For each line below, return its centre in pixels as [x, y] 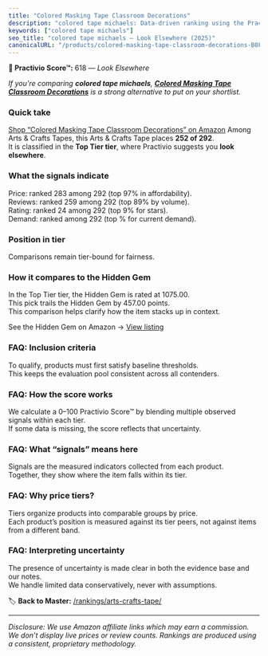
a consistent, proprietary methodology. [73, 643]
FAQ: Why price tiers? [51, 496]
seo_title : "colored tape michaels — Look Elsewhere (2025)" [112, 38]
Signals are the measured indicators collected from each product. [116, 466]
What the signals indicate [59, 176]
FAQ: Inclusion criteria [52, 348]
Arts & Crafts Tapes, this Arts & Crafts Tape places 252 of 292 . [111, 138]
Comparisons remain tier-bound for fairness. [82, 257]
